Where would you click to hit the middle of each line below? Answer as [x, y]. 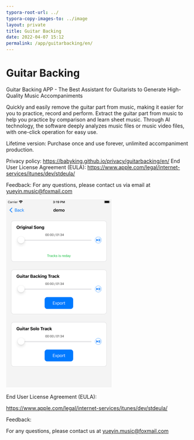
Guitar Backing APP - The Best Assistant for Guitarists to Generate [86, 89]
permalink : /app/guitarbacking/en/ [50, 43]
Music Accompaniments [54, 95]
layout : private [26, 25]
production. [20, 149]
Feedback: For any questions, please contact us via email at [78, 184]
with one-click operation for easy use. [52, 132]
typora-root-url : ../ [33, 12]
